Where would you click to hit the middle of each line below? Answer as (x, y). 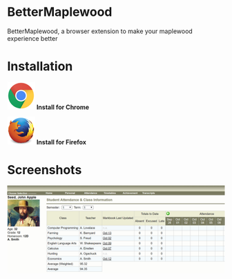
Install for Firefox (61, 142)
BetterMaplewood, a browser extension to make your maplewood (100, 31)
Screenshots (45, 170)
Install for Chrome (63, 107)
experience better (32, 38)
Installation (40, 67)
